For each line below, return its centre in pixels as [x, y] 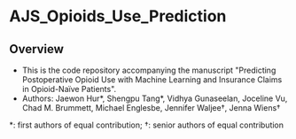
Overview [37, 49]
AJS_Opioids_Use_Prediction [118, 16]
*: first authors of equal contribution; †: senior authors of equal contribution [147, 125]
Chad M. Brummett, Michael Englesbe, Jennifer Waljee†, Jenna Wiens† [151, 108]
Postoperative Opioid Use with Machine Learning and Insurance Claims [152, 80]
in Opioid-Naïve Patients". [69, 89]
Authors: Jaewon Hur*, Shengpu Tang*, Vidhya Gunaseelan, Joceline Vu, [155, 98]
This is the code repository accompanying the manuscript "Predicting [149, 70]
